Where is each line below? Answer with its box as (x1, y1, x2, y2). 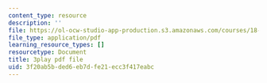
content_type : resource (8, 11, 87, 20)
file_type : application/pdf (8, 33, 102, 42)
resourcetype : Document (8, 48, 87, 56)
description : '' (8, 19, 62, 27)
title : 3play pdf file (8, 56, 83, 64)
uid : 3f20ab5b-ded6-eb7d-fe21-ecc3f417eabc (8, 63, 155, 71)
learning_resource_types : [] (8, 41, 105, 49)
